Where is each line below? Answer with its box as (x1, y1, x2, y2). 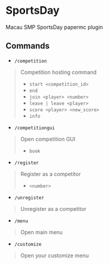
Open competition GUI (20, 135, 76, 142)
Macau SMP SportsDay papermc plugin (5, 23, 103, 31)
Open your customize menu (20, 252, 89, 259)
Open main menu (20, 228, 63, 236)
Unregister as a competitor (20, 205, 87, 212)
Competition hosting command (20, 69, 97, 76)
